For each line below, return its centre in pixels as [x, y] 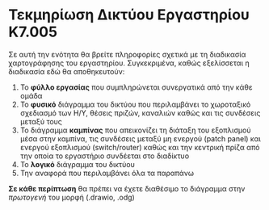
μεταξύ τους [41, 121]
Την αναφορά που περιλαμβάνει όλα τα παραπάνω [107, 173]
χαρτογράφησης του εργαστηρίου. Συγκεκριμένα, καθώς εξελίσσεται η [129, 63]
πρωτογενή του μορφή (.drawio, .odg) [71, 197]
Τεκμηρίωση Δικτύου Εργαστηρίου [129, 15]
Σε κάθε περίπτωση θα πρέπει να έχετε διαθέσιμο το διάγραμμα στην [127, 188]
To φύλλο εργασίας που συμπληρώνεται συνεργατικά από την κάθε [136, 87]
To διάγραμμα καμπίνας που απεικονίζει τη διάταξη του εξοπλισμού [135, 130]
